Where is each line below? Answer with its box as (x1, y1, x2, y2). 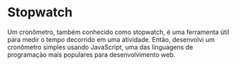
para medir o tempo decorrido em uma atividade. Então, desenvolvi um (7, 35, 215, 43)
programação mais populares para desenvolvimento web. (7, 50, 176, 59)
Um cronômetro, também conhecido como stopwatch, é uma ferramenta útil (7, 28, 230, 36)
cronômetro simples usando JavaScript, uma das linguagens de (7, 43, 193, 51)
